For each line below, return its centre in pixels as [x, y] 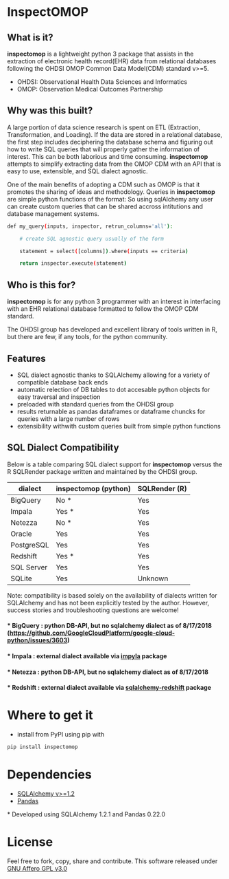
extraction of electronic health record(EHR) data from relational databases [112, 61]
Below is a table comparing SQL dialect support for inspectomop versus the [115, 464]
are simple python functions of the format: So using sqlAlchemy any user [110, 199]
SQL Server [29, 567]
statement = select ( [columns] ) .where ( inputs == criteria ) [104, 251]
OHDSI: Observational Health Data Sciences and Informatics [102, 82]
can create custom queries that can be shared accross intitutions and [105, 206]
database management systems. [53, 213]
